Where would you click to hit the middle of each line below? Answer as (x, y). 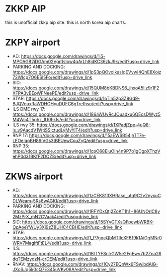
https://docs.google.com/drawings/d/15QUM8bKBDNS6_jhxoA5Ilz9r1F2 (86, 88)
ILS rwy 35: (24, 125)
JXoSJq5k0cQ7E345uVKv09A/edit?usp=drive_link (64, 269)
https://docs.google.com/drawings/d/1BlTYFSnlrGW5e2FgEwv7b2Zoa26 (87, 253)
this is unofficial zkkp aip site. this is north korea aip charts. (66, 22)
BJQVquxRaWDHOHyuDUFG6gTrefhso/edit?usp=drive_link (73, 104)
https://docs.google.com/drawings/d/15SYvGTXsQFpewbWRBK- (88, 222)
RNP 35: (21, 146)
